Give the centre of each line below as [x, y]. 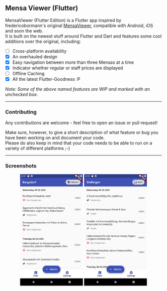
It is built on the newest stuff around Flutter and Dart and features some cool [83, 36]
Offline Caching [28, 74]
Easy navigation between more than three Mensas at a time [73, 62]
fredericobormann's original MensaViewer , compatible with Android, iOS [79, 25]
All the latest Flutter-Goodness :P [46, 79]
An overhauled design [35, 56]
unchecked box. [22, 95]
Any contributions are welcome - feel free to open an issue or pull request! [82, 123]
